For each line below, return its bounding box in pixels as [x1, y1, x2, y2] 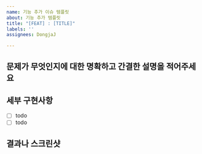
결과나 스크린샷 [6, 138, 61, 148]
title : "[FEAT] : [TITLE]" [6, 20, 76, 26]
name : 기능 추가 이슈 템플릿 [6, 9, 69, 15]
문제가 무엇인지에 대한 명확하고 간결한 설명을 [6, 61, 165, 71]
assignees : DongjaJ [6, 32, 56, 38]
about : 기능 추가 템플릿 [6, 15, 61, 21]
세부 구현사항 [6, 95, 53, 106]
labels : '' [6, 26, 34, 32]
